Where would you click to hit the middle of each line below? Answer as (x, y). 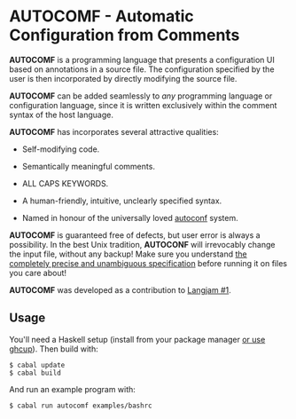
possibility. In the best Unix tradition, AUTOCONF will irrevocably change (142, 244)
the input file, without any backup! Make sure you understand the (129, 254)
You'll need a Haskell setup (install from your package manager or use (137, 339)
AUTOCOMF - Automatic (102, 16)
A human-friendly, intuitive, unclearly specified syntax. (122, 201)
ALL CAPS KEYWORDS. (65, 183)
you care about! (38, 273)
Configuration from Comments (125, 35)
